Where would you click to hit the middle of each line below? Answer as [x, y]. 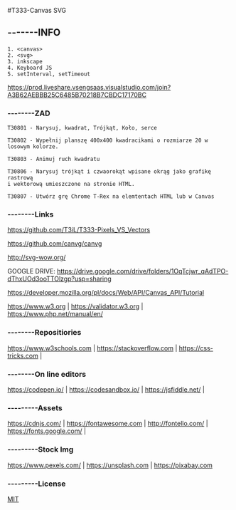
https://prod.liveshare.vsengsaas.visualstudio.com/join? [89, 87]
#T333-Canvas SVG [37, 10]
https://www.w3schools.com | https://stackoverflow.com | [92, 348]
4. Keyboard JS [30, 68]
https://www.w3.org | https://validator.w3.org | [75, 306]
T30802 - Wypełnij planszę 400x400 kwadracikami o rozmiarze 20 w [108, 141]
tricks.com [23, 355]
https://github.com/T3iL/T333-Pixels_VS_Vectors [79, 230]
